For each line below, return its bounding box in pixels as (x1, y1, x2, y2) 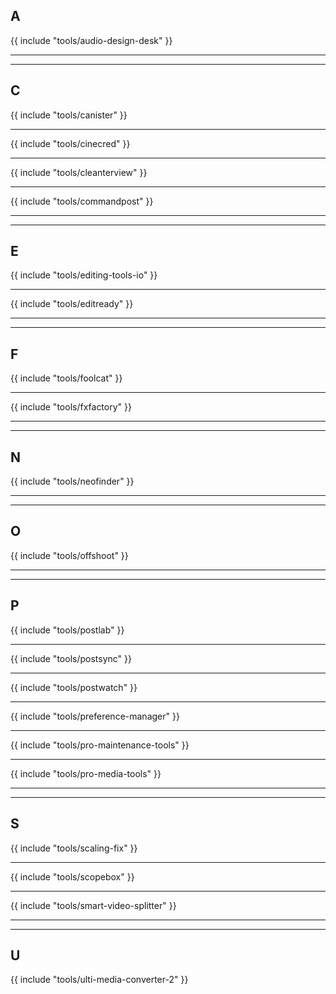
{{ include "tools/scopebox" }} (10, 870, 135, 883)
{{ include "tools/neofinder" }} (10, 475, 135, 488)
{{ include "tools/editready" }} (10, 298, 134, 310)
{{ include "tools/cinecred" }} (10, 137, 131, 149)
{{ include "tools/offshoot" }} (10, 549, 129, 561)
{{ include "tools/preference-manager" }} (10, 710, 180, 722)
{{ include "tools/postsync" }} (10, 652, 132, 664)
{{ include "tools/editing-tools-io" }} (10, 269, 158, 281)
